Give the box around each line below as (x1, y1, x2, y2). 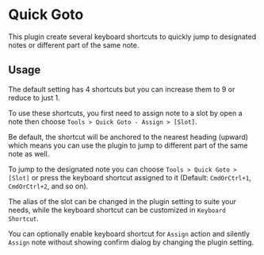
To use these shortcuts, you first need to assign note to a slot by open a (8, 108, 243, 118)
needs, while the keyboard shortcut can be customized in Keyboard (8, 205, 226, 214)
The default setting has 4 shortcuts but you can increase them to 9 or (8, 84, 235, 94)
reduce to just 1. (8, 93, 61, 102)
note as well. (8, 149, 50, 158)
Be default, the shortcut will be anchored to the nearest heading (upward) (8, 132, 248, 141)
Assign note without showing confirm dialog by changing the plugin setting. (8, 237, 254, 247)
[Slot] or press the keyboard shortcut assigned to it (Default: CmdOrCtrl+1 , (8, 172, 252, 182)
